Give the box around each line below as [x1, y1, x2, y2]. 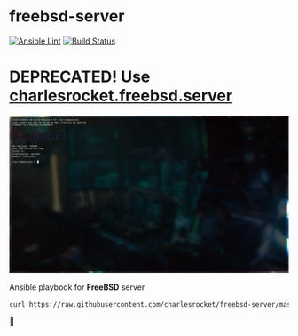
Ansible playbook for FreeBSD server [9, 282, 145, 292]
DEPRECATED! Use [9, 67, 151, 87]
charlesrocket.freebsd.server [9, 86, 233, 106]
